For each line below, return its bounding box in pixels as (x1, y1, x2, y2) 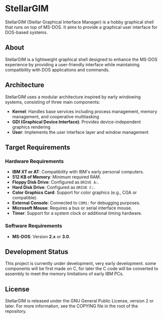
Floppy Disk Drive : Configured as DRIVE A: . (12, 179, 100, 185)
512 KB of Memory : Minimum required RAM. (12, 174, 101, 180)
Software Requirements (5, 223, 62, 229)
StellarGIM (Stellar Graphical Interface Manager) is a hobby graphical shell (5, 19, 154, 25)
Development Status (5, 247, 69, 256)
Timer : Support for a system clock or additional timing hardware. (12, 210, 143, 216)
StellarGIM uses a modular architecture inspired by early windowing (5, 94, 141, 100)
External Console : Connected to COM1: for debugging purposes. (12, 200, 141, 206)
